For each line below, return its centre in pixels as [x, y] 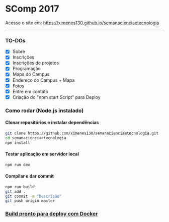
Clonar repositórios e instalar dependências [52, 123]
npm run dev [18, 164]
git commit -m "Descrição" [33, 196]
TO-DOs [16, 40]
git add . [16, 191]
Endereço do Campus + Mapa [44, 80]
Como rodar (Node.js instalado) [45, 110]
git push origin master [30, 201]
